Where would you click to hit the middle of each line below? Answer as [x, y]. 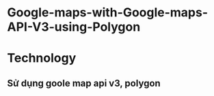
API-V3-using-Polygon [74, 27]
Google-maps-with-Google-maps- [108, 13]
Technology [42, 58]
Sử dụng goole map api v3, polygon [84, 83]
